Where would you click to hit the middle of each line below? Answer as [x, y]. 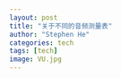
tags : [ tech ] [34, 51]
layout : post [34, 17]
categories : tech [42, 43]
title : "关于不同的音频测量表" [61, 26]
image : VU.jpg [36, 59]
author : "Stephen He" [50, 34]
